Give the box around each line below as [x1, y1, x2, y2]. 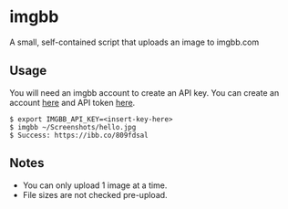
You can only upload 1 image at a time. [22, 180, 168, 191]
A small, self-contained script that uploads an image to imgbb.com [9, 37, 260, 47]
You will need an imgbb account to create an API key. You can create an [9, 87, 280, 98]
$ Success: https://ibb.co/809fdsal [9, 131, 149, 140]
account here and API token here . [9, 97, 136, 108]
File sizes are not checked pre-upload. [22, 189, 168, 200]
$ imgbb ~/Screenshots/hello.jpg [9, 122, 137, 131]
